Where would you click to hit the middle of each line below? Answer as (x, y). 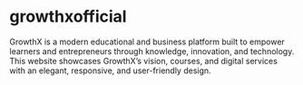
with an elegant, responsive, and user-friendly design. (110, 71)
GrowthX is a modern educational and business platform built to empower (147, 42)
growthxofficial (68, 17)
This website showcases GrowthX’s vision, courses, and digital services (144, 61)
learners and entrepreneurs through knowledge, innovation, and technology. (152, 51)
